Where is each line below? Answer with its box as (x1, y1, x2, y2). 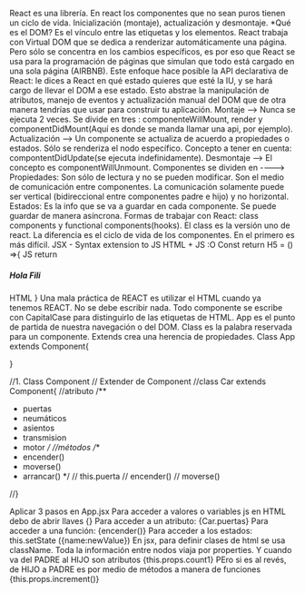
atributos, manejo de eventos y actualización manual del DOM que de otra (9, 94, 287, 105)
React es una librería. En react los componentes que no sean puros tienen (9, 8, 286, 18)
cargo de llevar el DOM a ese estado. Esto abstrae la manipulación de (9, 85, 270, 95)
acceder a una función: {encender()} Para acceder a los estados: (9, 525, 252, 536)
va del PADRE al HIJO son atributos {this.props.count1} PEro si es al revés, (9, 554, 287, 565)
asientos (22, 422, 55, 433)
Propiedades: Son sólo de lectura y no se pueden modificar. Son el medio (9, 172, 284, 183)
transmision (22, 431, 67, 443)
